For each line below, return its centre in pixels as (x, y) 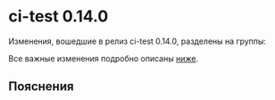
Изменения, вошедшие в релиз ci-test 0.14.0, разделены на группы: (137, 41)
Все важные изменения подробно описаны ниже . (103, 58)
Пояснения (41, 87)
